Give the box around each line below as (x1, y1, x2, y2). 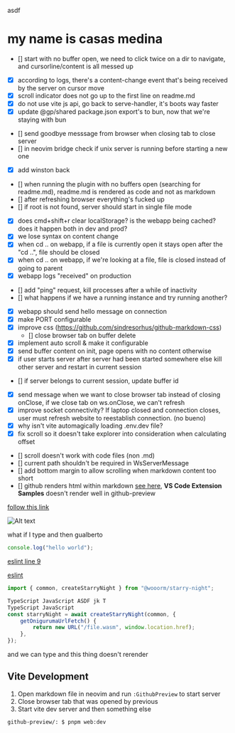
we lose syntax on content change (17, 232, 119, 241)
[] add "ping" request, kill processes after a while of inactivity (17, 285, 197, 294)
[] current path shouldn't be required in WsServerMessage (17, 459, 190, 468)
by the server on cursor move (17, 84, 105, 92)
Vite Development (7, 670, 89, 682)
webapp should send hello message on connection (17, 307, 168, 315)
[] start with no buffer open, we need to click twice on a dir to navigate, (17, 54, 226, 63)
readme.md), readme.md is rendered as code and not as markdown (17, 188, 216, 196)
